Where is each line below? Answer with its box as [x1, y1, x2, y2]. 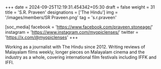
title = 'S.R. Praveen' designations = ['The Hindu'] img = [5, 9, 118, 15]
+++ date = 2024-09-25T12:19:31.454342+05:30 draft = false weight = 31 [5, 4, 155, 10]
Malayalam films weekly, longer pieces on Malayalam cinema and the [5, 49, 145, 55]
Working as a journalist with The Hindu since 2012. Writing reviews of [5, 44, 146, 49]
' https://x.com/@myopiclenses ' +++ [5, 34, 79, 40]
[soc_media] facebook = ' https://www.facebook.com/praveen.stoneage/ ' [5, 24, 153, 30]
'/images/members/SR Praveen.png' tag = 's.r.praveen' [5, 15, 117, 20]
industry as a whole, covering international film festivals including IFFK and [5, 54, 157, 60]
